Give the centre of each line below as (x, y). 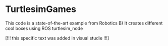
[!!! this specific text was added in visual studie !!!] (57, 38)
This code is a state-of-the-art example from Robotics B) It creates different (84, 23)
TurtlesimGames (41, 9)
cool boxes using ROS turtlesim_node (44, 28)
